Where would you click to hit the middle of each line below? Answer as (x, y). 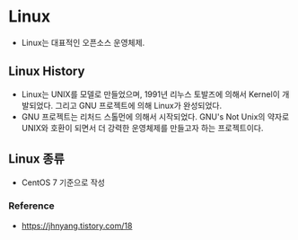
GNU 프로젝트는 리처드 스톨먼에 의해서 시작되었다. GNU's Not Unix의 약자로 (155, 116)
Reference (31, 206)
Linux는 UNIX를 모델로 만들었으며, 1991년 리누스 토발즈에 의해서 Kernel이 (150, 94)
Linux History (47, 71)
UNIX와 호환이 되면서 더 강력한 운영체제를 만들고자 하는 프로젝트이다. (142, 128)
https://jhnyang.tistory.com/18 (77, 226)
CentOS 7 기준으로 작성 (63, 182)
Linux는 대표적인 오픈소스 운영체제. (83, 42)
